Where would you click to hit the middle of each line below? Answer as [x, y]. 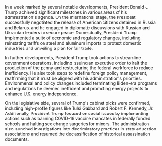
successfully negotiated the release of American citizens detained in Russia [81, 22]
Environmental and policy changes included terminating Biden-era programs [81, 83]
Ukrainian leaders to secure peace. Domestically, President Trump [71, 33]
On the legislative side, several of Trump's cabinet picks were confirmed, [78, 103]
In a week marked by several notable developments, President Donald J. [77, 7]
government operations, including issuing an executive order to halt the [76, 63]
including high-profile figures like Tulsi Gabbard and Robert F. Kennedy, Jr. [79, 108]
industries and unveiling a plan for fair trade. [49, 48]
